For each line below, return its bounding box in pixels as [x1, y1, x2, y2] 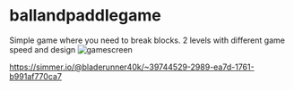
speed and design [9, 44, 76, 54]
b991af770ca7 [9, 70, 63, 81]
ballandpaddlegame [9, 5, 161, 26]
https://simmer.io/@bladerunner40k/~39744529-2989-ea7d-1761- [9, 61, 255, 72]
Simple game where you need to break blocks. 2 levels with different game [9, 35, 285, 45]
